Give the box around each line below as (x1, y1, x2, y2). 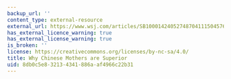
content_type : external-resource (7, 16, 103, 23)
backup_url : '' (7, 10, 51, 17)
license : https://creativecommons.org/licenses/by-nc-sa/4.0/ (7, 49, 189, 56)
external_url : (7, 23, 48, 30)
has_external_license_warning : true (7, 36, 112, 43)
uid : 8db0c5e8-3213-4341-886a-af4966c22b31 (7, 61, 134, 68)
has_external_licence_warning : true (7, 29, 112, 36)
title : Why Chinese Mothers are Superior (7, 55, 128, 62)
